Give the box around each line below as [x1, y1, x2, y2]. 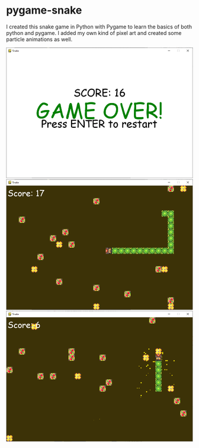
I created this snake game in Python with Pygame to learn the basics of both [6, 23, 192, 30]
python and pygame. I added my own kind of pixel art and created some [6, 29, 182, 36]
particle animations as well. [6, 36, 73, 43]
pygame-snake [6, 4, 82, 17]
